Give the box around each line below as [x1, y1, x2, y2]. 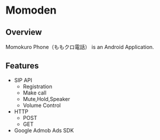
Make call [22, 89, 47, 96]
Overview [5, 27, 43, 37]
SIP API [14, 76, 32, 83]
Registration [22, 83, 53, 90]
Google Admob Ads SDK [14, 126, 74, 134]
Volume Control [22, 102, 61, 109]
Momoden [5, 4, 57, 17]
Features [5, 61, 39, 71]
